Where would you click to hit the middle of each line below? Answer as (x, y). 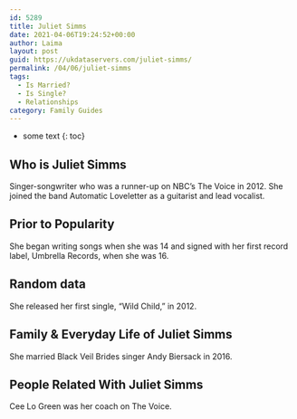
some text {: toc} (54, 136)
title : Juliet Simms (48, 26)
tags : (19, 77)
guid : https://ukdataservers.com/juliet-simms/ (101, 60)
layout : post (34, 52)
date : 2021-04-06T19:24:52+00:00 (72, 34)
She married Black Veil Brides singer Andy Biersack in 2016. (121, 356)
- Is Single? (42, 93)
